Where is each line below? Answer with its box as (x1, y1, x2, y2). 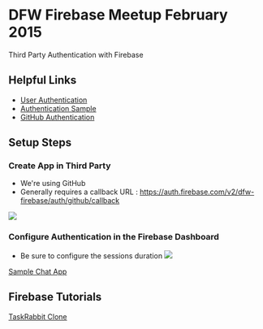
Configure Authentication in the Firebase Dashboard (8, 232, 219, 243)
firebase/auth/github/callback (19, 196, 120, 206)
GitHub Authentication (19, 112, 95, 122)
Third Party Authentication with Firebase (8, 50, 144, 59)
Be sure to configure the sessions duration (19, 250, 163, 261)
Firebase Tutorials (8, 290, 102, 304)
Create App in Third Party (8, 160, 111, 171)
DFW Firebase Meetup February (8, 6, 229, 24)
